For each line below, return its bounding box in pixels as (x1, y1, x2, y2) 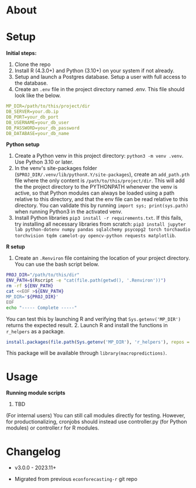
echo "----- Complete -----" (6, 304, 77, 310)
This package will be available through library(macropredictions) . (6, 349, 167, 357)
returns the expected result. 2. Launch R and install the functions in (6, 321, 168, 328)
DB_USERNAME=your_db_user (6, 119, 69, 126)
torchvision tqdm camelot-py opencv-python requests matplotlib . (14, 232, 177, 239)
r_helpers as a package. (6, 328, 66, 335)
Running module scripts (6, 389, 66, 396)
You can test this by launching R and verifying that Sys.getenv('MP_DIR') (6, 315, 181, 322)
